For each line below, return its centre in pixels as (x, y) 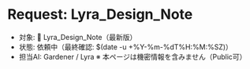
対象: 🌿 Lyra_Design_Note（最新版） (78, 37)
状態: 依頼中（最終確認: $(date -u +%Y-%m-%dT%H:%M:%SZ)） (126, 47)
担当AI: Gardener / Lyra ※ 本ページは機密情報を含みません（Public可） (132, 56)
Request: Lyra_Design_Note (100, 15)
